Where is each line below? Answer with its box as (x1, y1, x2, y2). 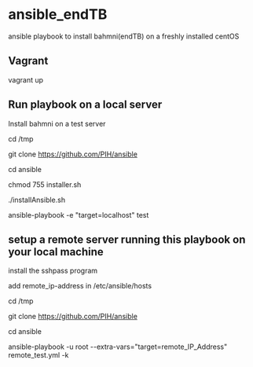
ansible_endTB (8, 6, 108, 24)
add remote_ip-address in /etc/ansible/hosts (8, 281, 152, 291)
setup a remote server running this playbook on (8, 233, 246, 246)
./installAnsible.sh (8, 195, 65, 204)
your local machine (8, 245, 104, 259)
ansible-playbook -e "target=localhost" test (8, 210, 149, 219)
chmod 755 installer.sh (8, 179, 82, 189)
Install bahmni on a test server (8, 119, 106, 128)
